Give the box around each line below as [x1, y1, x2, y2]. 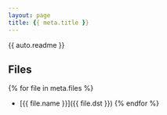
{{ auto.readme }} [8, 40, 65, 49]
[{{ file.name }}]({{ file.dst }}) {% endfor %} [19, 99, 159, 108]
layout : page [8, 11, 51, 20]
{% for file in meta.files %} [8, 84, 94, 93]
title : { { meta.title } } [8, 19, 89, 27]
